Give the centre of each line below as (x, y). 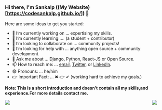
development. (26, 54)
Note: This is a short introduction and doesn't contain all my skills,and (77, 88)
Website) (79, 7)
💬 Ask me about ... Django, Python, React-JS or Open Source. (73, 59)
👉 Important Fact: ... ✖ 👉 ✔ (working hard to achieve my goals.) (77, 77)
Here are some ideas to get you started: (45, 24)
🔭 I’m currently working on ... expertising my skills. (62, 33)
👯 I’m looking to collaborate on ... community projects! (66, 44)
